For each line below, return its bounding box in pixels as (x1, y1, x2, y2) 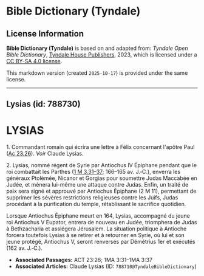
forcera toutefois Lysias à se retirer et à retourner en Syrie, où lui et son (6, 232, 185, 239)
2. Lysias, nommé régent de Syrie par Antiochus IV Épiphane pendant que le (6, 162, 197, 169)
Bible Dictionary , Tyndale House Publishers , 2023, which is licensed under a (6, 51, 197, 58)
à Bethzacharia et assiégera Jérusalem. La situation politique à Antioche (6, 225, 187, 232)
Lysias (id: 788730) (6, 99, 81, 109)
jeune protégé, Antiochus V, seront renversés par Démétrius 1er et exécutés (6, 238, 195, 246)
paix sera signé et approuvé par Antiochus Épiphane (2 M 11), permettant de (6, 187, 197, 195)
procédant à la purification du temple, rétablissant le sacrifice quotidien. (6, 201, 186, 208)
